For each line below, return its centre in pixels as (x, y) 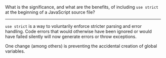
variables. (15, 51)
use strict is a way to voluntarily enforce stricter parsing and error (73, 26)
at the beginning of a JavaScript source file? (50, 12)
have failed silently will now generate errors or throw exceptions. (71, 37)
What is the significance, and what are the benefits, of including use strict (82, 7)
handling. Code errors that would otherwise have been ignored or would (79, 31)
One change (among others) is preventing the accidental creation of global (81, 46)
